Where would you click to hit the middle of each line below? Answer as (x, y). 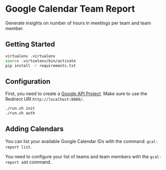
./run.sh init (20, 108)
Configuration (28, 81)
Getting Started (30, 45)
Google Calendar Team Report (70, 9)
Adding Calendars (35, 129)
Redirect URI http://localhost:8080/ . (45, 99)
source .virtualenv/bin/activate (41, 61)
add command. (36, 162)
